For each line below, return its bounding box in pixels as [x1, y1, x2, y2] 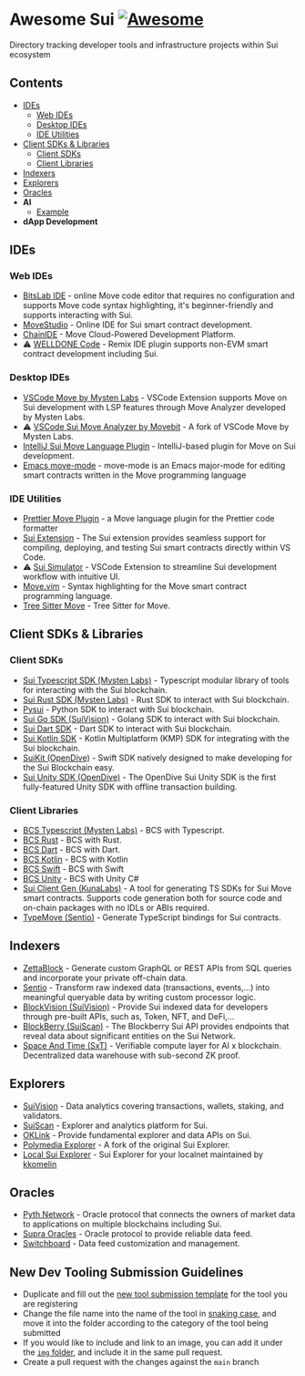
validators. [22, 1110, 63, 1121]
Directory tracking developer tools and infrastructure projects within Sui [9, 39, 279, 50]
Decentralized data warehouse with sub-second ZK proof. [22, 1050, 241, 1060]
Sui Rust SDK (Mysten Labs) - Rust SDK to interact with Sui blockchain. [22, 694, 290, 705]
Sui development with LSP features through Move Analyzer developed [22, 401, 287, 412]
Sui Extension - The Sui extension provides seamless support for [22, 533, 267, 543]
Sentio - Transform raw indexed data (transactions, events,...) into [22, 981, 270, 993]
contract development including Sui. [22, 348, 159, 359]
